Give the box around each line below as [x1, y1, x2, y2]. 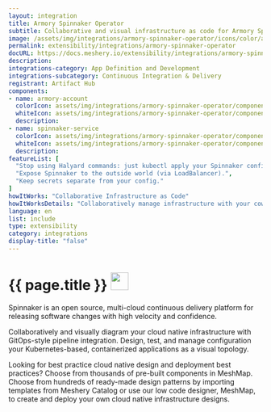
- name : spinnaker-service [8, 124, 99, 132]
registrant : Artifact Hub [8, 79, 95, 87]
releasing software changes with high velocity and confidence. [8, 311, 218, 321]
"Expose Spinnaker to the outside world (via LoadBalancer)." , [15, 170, 232, 178]
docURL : [8, 49, 35, 57]
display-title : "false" [8, 238, 89, 246]
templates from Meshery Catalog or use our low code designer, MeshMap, [8, 385, 256, 395]
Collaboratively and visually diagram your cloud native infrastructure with [8, 326, 252, 336]
